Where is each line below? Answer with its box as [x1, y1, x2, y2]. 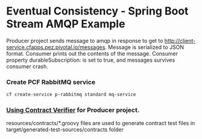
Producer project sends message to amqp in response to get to [6, 37, 163, 44]
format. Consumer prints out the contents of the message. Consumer [6, 50, 178, 57]
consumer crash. [6, 62, 48, 70]
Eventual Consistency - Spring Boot [6, 4, 189, 18]
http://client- [164, 37, 196, 44]
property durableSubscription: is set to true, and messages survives [6, 56, 175, 63]
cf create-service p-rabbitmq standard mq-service [6, 92, 136, 98]
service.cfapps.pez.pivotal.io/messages [6, 44, 106, 51]
